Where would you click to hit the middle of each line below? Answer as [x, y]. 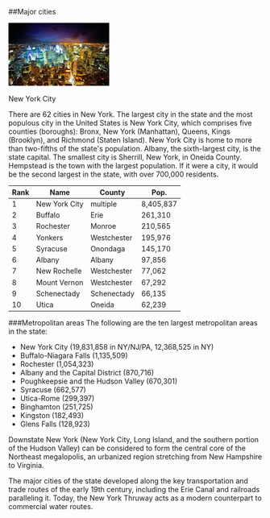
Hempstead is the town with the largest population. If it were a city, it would [133, 166]
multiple [104, 204]
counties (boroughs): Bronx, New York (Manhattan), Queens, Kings [120, 131]
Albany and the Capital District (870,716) [87, 372]
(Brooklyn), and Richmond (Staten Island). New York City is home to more [130, 140]
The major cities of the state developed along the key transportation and [128, 481]
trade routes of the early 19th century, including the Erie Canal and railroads [134, 489]
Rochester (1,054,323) [57, 364]
